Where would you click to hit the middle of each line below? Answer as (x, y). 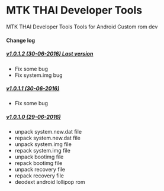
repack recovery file (39, 176)
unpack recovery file (40, 170)
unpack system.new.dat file (48, 132)
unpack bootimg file (39, 157)
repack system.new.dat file (48, 138)
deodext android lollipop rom (50, 182)
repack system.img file (43, 151)
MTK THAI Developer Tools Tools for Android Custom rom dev (82, 27)
